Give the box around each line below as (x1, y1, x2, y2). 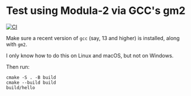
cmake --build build (6, 80, 57, 86)
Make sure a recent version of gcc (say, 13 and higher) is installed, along (6, 34, 180, 41)
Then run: (6, 63, 30, 70)
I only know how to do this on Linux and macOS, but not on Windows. (6, 52, 174, 59)
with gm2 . (6, 41, 28, 48)
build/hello (6, 84, 35, 91)
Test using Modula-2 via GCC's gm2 (6, 4, 186, 17)
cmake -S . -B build (6, 74, 57, 80)
